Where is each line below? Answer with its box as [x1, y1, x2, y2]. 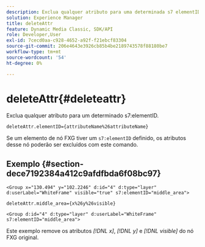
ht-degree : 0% [6, 60, 43, 66]
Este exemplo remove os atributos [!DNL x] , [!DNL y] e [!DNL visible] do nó [6, 227, 194, 235]
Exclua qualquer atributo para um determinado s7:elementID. [6, 112, 159, 119]
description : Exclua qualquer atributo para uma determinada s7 [6, 9, 173, 15]
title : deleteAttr [6, 20, 53, 26]
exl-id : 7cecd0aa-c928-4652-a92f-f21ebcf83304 [6, 37, 127, 43]
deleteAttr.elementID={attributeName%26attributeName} [6, 123, 149, 130]
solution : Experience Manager [6, 15, 84, 21]
